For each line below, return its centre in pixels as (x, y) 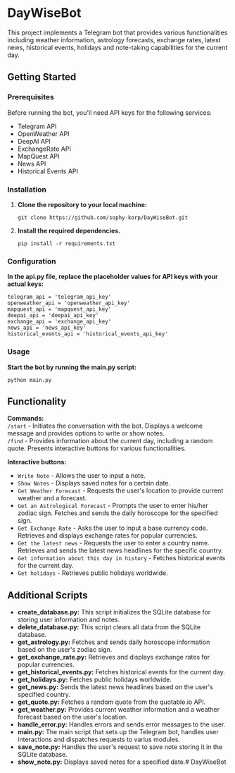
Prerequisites (31, 97)
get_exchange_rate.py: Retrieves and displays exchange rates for (113, 657)
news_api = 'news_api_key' (47, 328)
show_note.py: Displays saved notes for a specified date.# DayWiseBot (122, 762)
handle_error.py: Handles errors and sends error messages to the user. (121, 724)
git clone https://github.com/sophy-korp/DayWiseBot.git (103, 217)
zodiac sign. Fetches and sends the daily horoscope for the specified (118, 513)
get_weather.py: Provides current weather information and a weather (119, 710)
